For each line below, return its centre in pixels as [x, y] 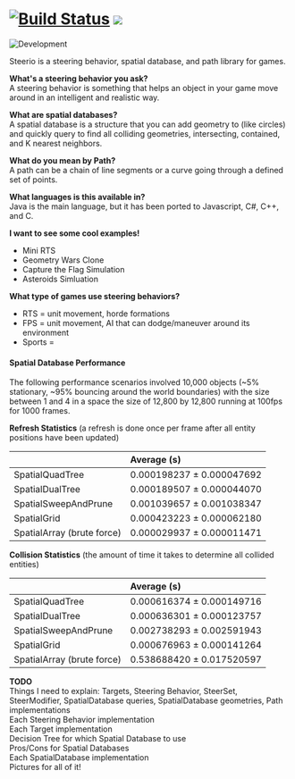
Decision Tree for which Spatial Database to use [98, 739]
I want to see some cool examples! [75, 233]
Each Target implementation [61, 729]
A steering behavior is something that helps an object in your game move [144, 88]
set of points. [34, 180]
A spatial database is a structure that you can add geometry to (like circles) [147, 124]
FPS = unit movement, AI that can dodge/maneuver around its [136, 322]
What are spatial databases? [63, 114]
